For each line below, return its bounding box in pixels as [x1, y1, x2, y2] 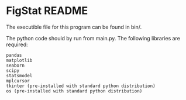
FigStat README [6, 4, 88, 18]
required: [6, 41, 28, 48]
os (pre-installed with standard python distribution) [6, 88, 143, 94]
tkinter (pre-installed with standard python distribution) [6, 83, 156, 89]
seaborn [6, 63, 25, 68]
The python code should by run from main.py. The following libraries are [6, 35, 180, 42]
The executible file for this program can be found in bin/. [6, 23, 142, 30]
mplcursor [6, 78, 30, 84]
